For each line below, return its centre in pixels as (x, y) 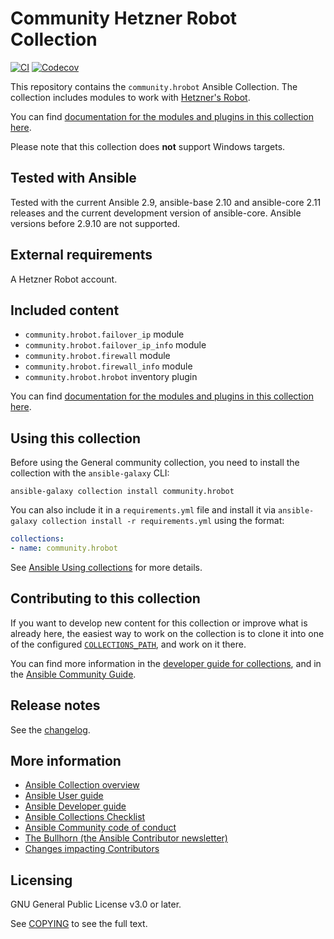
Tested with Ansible (73, 178)
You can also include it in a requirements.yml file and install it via (143, 510)
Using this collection (76, 438)
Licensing (41, 880)
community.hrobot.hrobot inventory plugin (111, 377)
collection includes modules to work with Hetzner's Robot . (130, 97)
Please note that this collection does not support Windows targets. (148, 146)
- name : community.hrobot (64, 548)
